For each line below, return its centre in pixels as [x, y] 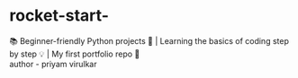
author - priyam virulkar [53, 64]
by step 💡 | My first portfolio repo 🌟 [75, 54]
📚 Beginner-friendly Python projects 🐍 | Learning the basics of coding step [149, 40]
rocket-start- [59, 16]
